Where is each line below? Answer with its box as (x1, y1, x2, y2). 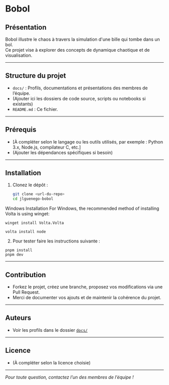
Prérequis (5, 125, 37, 134)
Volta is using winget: (5, 211, 50, 217)
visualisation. (5, 52, 33, 58)
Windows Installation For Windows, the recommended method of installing (5, 205, 159, 211)
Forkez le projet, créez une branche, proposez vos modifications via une (12, 284, 163, 290)
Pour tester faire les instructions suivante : (12, 238, 101, 244)
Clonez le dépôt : (12, 182, 48, 188)
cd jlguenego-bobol (12, 196, 54, 201)
